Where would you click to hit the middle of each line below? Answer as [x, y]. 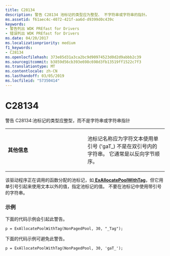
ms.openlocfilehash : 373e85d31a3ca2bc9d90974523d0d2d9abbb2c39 [73, 57]
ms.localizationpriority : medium [40, 43]
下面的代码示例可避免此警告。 [36, 238]
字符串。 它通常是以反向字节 [121, 154]
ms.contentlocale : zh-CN [31, 71]
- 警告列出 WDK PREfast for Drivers [42, 29]
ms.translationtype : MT [30, 66]
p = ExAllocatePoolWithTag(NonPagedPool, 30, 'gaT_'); [64, 248]
